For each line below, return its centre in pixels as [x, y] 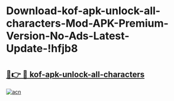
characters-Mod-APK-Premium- [87, 23]
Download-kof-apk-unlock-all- [83, 11]
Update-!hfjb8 [42, 49]
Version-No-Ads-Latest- [68, 36]
